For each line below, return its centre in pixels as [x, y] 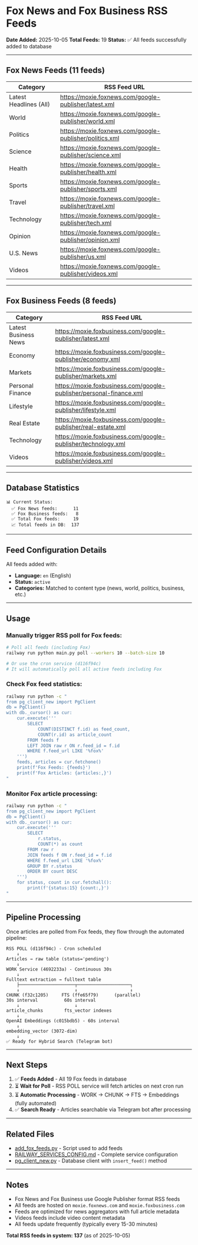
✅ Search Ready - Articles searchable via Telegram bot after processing [103, 1109]
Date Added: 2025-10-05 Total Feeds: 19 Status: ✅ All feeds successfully [96, 39]
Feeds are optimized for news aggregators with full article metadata [97, 1211]
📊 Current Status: [29, 502]
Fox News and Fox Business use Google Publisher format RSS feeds [97, 1199]
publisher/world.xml [88, 121]
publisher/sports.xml [88, 189]
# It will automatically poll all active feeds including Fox [84, 669]
